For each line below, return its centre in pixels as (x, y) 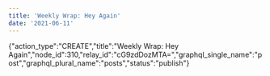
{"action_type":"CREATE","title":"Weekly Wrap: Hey (94, 46)
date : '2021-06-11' (41, 23)
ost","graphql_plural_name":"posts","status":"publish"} (99, 63)
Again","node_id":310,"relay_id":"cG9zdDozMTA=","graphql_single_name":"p (135, 54)
